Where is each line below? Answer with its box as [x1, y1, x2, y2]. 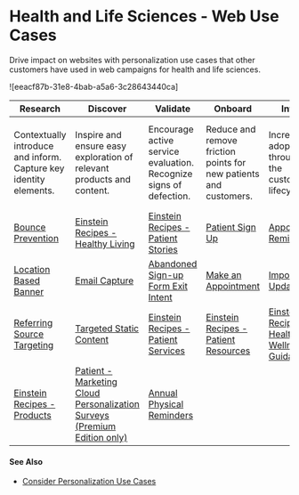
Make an [206, 269, 242, 281]
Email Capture [75, 274, 134, 287]
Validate [154, 102, 191, 115]
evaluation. [148, 156, 194, 168]
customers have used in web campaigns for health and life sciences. [9, 64, 261, 75]
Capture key [13, 162, 65, 174]
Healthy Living [75, 238, 135, 250]
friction [206, 145, 236, 158]
